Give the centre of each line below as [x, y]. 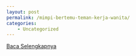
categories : [21, 23]
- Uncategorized [38, 29]
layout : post [23, 12]
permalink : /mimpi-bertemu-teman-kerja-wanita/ [68, 18]
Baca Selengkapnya [32, 46]
